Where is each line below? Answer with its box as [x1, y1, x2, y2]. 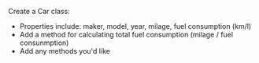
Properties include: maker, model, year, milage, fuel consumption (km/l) [19, 22, 252, 30]
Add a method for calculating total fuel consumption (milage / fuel [19, 30, 234, 39]
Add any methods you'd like [19, 47, 110, 55]
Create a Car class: [8, 7, 71, 16]
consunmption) [19, 38, 69, 47]
